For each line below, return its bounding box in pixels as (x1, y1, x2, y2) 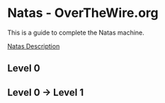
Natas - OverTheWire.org (7, 5, 159, 21)
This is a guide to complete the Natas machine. (7, 28, 145, 37)
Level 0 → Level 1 (7, 86, 84, 98)
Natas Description (7, 42, 60, 50)
